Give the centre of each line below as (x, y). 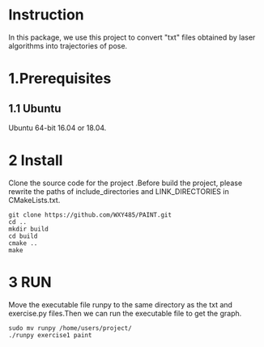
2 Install (36, 161)
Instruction (46, 15)
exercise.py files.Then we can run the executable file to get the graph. (125, 313)
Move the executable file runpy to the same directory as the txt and (121, 304)
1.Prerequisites (60, 79)
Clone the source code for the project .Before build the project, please (126, 183)
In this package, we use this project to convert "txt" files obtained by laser (132, 37)
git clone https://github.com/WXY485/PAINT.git (90, 215)
